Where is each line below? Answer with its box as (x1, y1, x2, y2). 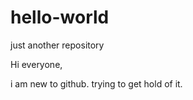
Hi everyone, (10, 58, 63, 70)
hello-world (10, 6, 110, 29)
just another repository (10, 39, 105, 51)
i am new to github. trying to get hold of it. (10, 77, 183, 90)
